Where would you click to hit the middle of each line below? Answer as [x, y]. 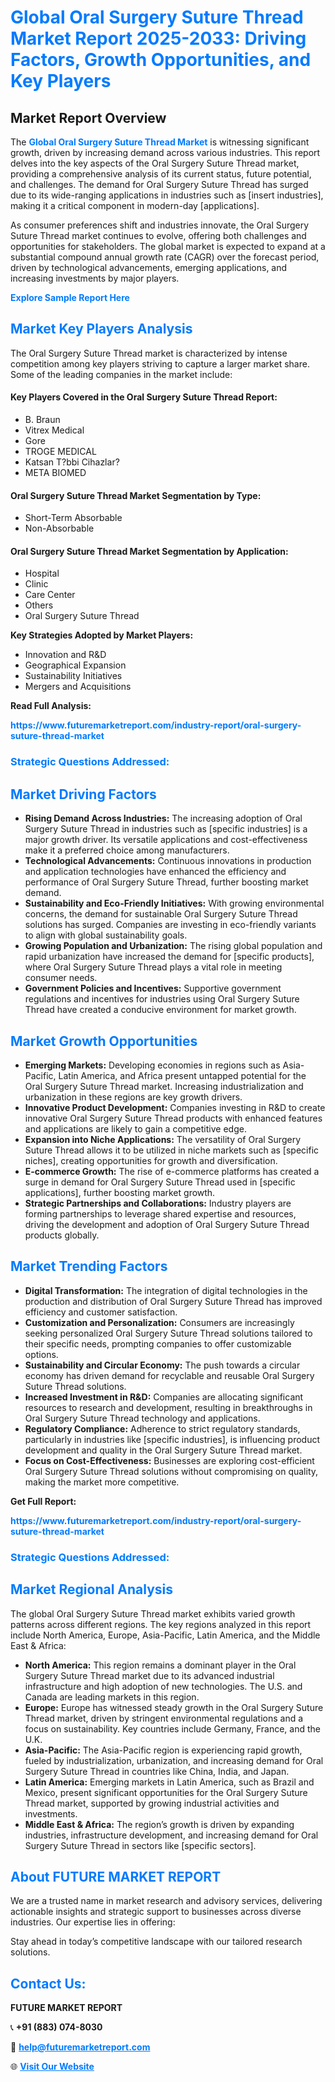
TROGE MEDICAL [60, 452]
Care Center [50, 595]
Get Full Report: [43, 1501]
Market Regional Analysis [92, 1589]
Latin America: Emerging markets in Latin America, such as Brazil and [169, 1782]
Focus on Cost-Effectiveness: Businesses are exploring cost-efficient [169, 1460]
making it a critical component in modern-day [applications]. [135, 205]
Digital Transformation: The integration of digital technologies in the [166, 1290]
